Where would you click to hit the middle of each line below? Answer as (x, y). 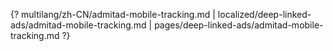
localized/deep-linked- (264, 14)
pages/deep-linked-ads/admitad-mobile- (239, 25)
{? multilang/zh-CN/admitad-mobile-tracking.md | (113, 14)
